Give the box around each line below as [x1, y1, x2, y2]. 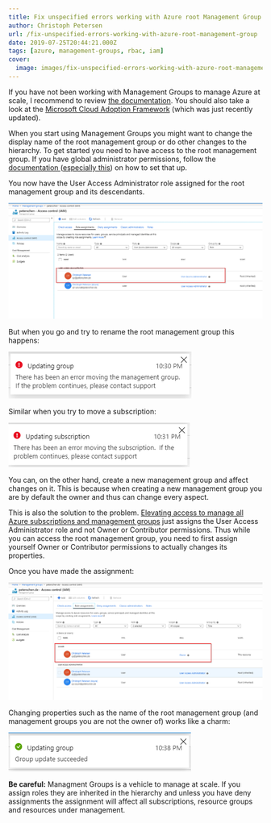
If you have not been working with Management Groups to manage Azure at [8, 87, 261, 97]
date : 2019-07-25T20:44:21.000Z [8, 39, 117, 47]
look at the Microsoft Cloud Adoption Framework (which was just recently [8, 104, 253, 114]
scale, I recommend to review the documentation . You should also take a [8, 95, 250, 105]
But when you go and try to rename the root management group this [8, 326, 236, 336]
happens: [8, 335, 40, 345]
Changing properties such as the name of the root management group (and [8, 708, 259, 717]
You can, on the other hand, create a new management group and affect [8, 475, 248, 484]
